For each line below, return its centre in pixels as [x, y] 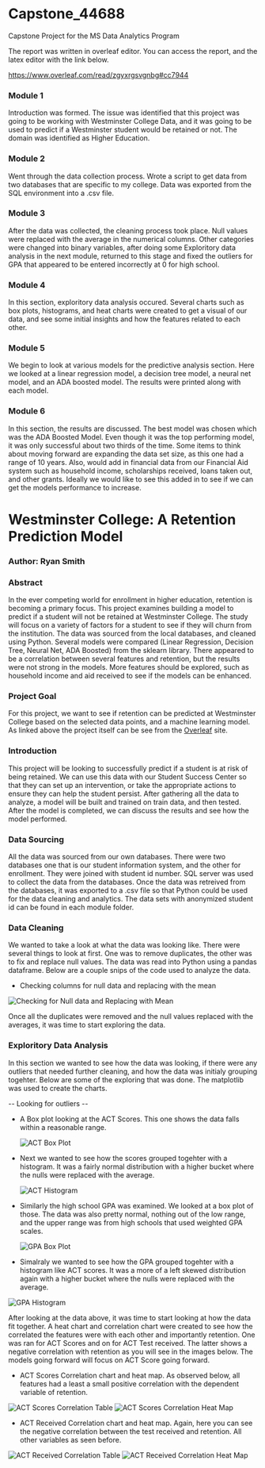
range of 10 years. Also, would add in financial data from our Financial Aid [129, 462]
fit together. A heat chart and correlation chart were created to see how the [131, 1326]
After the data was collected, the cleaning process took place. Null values [128, 230]
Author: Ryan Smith [47, 561]
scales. [31, 1231]
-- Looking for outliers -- [48, 1103]
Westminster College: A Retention [122, 519]
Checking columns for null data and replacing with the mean [117, 986]
